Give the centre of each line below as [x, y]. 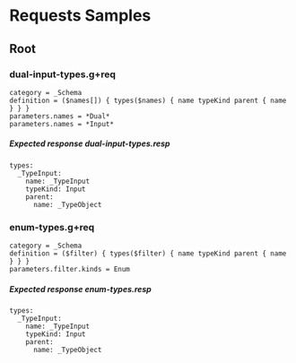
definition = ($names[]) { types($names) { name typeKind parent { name [148, 100]
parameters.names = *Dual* [60, 116]
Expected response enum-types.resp [81, 289]
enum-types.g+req [52, 227]
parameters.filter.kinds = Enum [70, 270]
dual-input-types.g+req [63, 74]
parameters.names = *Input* [62, 124]
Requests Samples [80, 16]
